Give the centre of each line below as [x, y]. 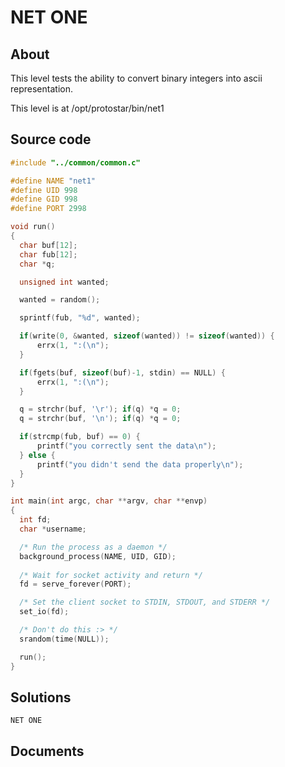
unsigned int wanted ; [64, 282]
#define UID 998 [44, 190]
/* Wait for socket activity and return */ [111, 575]
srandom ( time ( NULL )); [64, 639]
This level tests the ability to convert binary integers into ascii [136, 78]
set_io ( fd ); [44, 612]
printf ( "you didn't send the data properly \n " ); [140, 464]
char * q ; [37, 264]
